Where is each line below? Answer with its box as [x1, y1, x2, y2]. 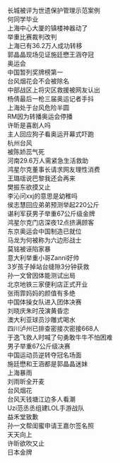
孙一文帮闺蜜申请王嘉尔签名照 [7, 421, 94, 430]
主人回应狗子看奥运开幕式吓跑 [7, 130, 94, 138]
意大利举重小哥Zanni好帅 [7, 254, 80, 262]
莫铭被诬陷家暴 [7, 245, 51, 253]
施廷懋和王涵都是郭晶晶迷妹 [7, 360, 88, 368]
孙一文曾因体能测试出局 [7, 271, 76, 279]
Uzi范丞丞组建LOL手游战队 [7, 404, 85, 412]
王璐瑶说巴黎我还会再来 [7, 174, 76, 182]
